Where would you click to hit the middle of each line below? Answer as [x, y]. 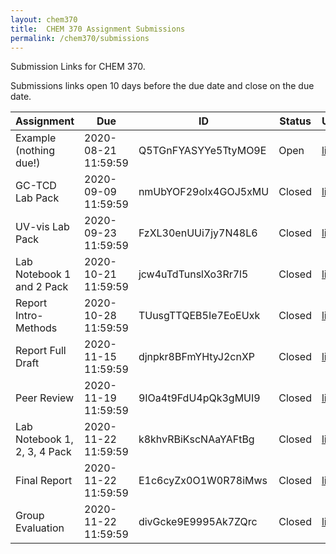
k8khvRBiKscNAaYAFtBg [196, 439]
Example [36, 138]
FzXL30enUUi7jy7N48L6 [198, 233]
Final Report [44, 481]
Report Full [41, 351]
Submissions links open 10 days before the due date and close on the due [162, 86]
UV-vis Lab [42, 227]
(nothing [35, 151]
